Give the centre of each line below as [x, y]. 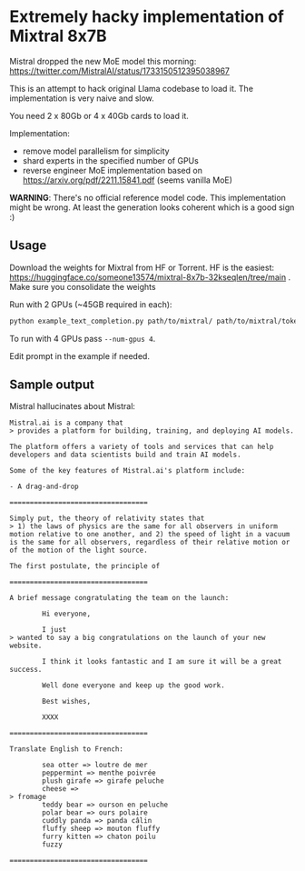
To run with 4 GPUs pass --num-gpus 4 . [83, 338]
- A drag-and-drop [44, 487]
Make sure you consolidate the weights [83, 286]
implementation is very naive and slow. [82, 98]
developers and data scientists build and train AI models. [126, 455]
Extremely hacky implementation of [147, 17]
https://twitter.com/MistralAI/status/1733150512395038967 [119, 71]
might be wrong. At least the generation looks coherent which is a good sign [152, 207]
